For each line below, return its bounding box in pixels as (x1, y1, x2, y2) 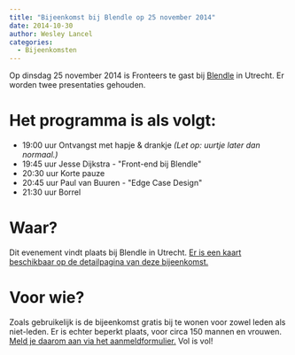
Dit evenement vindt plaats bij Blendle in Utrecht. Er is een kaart (9, 247, 242, 258)
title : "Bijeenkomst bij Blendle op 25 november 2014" (9, 12, 216, 22)
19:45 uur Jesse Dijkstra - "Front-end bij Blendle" (21, 158, 202, 169)
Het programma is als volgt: (9, 111, 217, 131)
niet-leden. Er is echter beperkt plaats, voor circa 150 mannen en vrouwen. (9, 326, 282, 336)
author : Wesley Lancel (9, 29, 93, 38)
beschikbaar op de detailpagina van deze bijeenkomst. (9, 257, 209, 266)
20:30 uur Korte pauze (21, 168, 105, 179)
